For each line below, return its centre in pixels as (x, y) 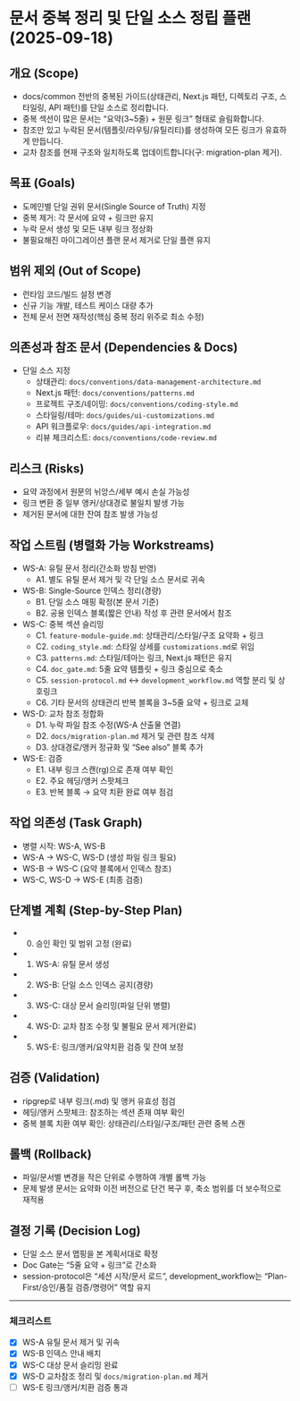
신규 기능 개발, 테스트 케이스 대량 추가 (87, 305)
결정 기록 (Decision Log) (75, 1231)
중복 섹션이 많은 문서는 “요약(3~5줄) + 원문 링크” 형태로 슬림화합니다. (143, 119)
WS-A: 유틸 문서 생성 (72, 964)
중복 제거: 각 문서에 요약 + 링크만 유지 (87, 217)
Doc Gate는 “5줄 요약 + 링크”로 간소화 (89, 1265)
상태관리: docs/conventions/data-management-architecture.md (148, 382)
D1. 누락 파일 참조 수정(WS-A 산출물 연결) (108, 725)
